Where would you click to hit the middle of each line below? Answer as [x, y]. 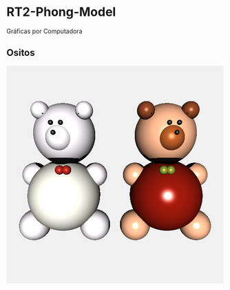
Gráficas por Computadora [44, 31]
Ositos [21, 53]
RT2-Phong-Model [61, 12]
